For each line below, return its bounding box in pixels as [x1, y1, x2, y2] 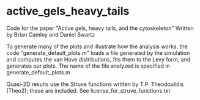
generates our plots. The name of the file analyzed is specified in [6, 62, 170, 70]
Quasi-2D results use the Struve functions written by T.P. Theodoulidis [6, 80, 184, 88]
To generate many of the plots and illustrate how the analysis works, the [6, 43, 188, 50]
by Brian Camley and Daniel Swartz [6, 30, 95, 38]
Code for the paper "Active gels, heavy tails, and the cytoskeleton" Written [6, 24, 194, 32]
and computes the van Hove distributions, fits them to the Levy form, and [6, 55, 191, 63]
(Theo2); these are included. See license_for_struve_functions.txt [6, 87, 171, 94]
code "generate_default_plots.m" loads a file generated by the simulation [6, 49, 190, 56]
